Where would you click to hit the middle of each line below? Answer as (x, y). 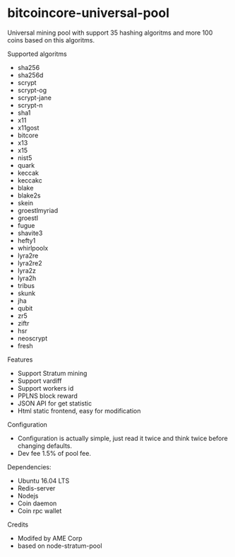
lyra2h (27, 278)
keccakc (30, 180)
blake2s (29, 195)
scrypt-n (30, 105)
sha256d (30, 75)
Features (20, 360)
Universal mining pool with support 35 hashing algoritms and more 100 (110, 33)
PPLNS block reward (47, 396)
